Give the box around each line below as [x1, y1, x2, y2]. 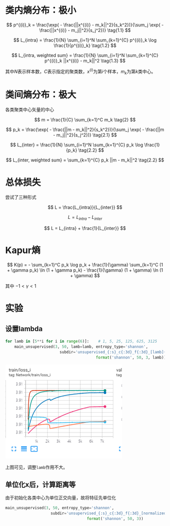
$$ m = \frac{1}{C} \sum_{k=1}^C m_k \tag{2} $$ [34, 117, 136, 123]
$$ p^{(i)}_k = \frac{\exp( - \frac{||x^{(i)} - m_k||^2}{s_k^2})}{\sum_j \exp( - [6, 21, 164, 28]
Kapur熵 [5, 245, 40, 256]
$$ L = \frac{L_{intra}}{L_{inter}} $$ [48, 204, 122, 211]
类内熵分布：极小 [5, 5, 77, 16]
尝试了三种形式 [5, 194, 36, 201]
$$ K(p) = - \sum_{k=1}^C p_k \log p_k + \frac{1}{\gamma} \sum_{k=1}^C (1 [7, 262, 163, 268]
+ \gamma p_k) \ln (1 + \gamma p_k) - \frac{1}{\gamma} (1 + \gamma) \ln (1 [7, 267, 163, 273]
